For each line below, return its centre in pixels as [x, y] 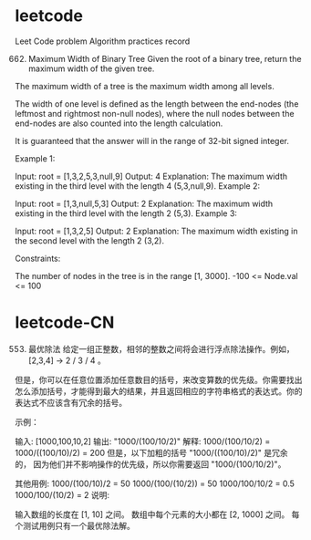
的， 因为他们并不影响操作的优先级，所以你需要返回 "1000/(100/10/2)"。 [150, 464]
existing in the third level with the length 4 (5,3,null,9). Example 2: [138, 186]
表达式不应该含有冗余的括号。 [71, 402]
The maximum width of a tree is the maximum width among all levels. [145, 86]
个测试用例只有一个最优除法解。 [75, 525]
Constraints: [38, 258]
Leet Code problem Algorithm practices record [103, 41]
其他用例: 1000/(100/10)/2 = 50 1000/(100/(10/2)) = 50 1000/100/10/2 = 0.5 [155, 483]
